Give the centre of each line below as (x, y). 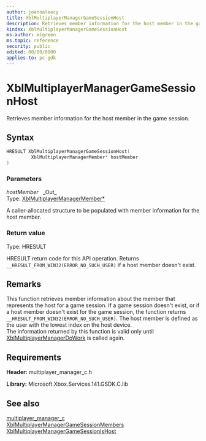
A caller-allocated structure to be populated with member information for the (103, 211)
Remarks (24, 284)
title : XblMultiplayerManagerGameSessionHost (65, 18)
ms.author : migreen (31, 35)
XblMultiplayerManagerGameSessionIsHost (61, 431)
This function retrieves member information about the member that (91, 299)
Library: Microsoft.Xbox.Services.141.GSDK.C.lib (67, 384)
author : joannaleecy (33, 12)
